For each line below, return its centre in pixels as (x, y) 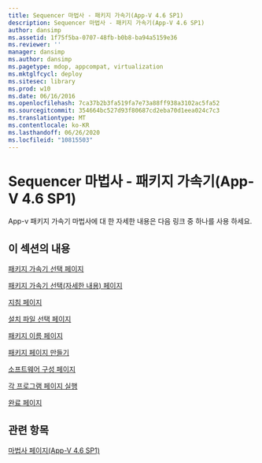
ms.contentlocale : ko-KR (49, 125)
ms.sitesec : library (42, 81)
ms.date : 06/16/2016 (42, 96)
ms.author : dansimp (40, 60)
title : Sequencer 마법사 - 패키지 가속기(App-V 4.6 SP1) (96, 15)
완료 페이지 (25, 403)
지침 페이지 (25, 302)
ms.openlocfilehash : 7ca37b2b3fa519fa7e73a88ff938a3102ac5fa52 (114, 103)
